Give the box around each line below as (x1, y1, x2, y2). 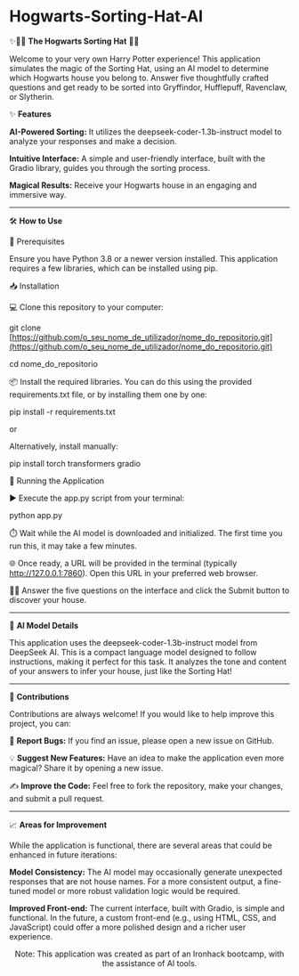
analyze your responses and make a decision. (9, 135, 177, 146)
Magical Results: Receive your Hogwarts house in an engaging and (9, 180, 257, 191)
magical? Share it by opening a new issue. (9, 762, 164, 773)
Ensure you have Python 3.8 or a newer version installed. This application (9, 253, 279, 264)
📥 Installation (9, 281, 60, 291)
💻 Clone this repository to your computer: (9, 301, 165, 313)
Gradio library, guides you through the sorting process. (9, 162, 211, 173)
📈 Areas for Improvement (9, 819, 108, 830)
